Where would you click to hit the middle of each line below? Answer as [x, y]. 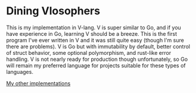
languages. [20, 72]
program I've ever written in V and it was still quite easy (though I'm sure [95, 40]
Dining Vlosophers [53, 11]
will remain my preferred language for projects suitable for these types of [96, 65]
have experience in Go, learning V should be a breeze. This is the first [92, 33]
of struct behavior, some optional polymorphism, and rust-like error [89, 52]
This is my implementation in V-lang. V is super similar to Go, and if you [94, 27]
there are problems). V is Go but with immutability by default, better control [98, 46]
